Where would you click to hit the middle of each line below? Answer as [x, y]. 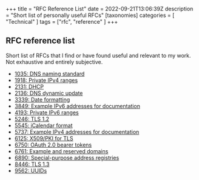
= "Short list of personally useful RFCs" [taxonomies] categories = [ [90, 15]
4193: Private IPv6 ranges [47, 112]
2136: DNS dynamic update [49, 93]
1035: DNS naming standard [49, 74]
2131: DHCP [29, 86]
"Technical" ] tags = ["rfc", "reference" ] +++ [62, 22]
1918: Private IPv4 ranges [46, 80]
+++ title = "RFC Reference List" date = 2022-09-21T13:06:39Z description [99, 9]
